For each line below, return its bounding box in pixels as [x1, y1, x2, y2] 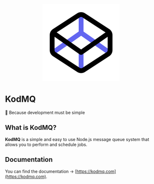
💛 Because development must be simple [5, 110, 85, 115]
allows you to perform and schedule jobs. [5, 142, 88, 147]
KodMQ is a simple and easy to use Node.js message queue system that [5, 136, 150, 142]
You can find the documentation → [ [5, 168, 77, 174]
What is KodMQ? [5, 124, 57, 132]
